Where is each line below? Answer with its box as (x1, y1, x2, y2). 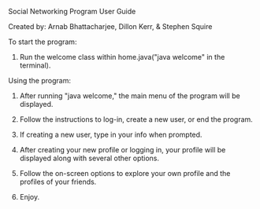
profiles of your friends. (19, 177, 97, 186)
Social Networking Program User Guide (8, 7, 136, 16)
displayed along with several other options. (19, 153, 160, 163)
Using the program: (8, 76, 71, 85)
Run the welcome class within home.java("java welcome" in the (19, 53, 225, 61)
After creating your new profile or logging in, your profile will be (19, 145, 226, 154)
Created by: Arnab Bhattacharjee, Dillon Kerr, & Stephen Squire (8, 22, 213, 31)
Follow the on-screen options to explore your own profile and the (19, 169, 231, 178)
